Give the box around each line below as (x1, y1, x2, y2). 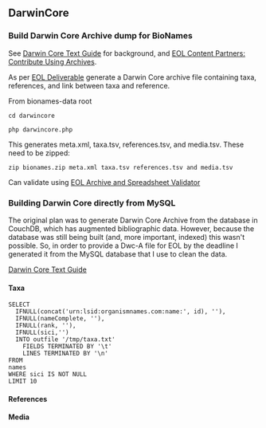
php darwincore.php (8, 125, 73, 134)
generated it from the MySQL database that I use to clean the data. (8, 249, 228, 258)
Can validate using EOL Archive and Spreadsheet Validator (8, 177, 201, 187)
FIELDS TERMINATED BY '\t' (22, 343, 112, 351)
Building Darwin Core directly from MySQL (8, 197, 176, 208)
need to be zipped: (8, 147, 70, 158)
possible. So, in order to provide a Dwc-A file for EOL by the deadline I (8, 241, 239, 250)
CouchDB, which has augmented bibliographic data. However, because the (8, 223, 255, 234)
